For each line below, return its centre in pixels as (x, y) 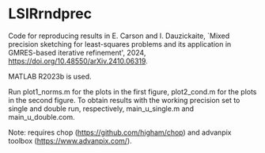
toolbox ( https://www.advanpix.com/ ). (70, 140)
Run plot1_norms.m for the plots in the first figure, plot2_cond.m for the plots (132, 91)
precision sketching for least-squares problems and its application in (120, 44)
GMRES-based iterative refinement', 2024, (77, 52)
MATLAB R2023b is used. (50, 76)
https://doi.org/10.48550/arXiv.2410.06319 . (78, 61)
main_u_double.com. (42, 117)
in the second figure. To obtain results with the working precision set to (124, 100)
